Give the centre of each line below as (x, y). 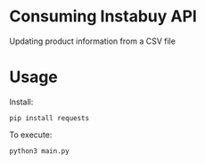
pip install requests (49, 118)
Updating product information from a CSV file (93, 41)
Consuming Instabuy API (103, 16)
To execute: (31, 135)
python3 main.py (39, 151)
